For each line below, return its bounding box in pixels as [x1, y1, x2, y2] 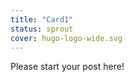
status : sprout [10, 24, 74, 34]
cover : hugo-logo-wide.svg [10, 33, 123, 43]
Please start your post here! [10, 61, 125, 73]
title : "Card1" [10, 14, 74, 25]
